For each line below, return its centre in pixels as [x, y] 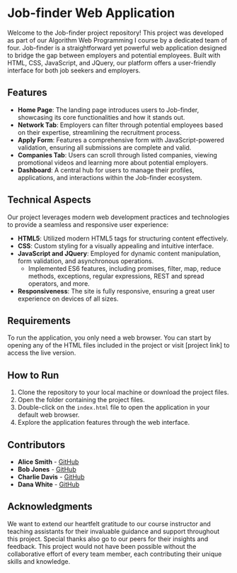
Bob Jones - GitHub [47, 469]
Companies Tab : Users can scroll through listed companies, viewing [117, 155]
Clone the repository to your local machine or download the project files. [123, 392]
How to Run [33, 375]
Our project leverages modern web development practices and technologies [118, 217]
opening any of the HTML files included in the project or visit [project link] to [118, 345]
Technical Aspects [50, 200]
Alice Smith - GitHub [48, 462]
